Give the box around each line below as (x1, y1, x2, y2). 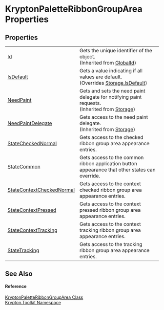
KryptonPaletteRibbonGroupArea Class (5, 294, 83, 300)
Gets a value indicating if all (80, 67, 143, 74)
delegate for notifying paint (80, 94, 142, 100)
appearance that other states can (80, 166, 156, 173)
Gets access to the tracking (80, 241, 143, 247)
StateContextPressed (7, 207, 57, 213)
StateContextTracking (7, 227, 58, 233)
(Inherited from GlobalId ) (80, 60, 137, 66)
